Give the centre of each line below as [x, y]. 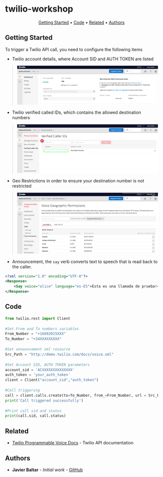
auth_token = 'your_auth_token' [38, 375]
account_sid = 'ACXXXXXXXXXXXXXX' [40, 370]
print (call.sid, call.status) [36, 416]
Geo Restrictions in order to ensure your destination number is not [78, 181]
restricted [22, 186]
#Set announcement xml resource [38, 349]
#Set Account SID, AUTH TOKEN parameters [48, 365]
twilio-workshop [39, 9]
